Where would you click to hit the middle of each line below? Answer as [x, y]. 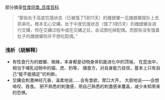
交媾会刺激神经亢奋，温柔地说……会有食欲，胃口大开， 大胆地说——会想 [85, 80]
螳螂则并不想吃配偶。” [56, 36]
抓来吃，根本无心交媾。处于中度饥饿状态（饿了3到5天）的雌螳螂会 [84, 24]
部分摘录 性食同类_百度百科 [32, 7]
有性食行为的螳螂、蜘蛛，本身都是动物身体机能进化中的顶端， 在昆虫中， [86, 62]
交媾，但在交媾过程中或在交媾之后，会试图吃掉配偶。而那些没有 [86, 30]
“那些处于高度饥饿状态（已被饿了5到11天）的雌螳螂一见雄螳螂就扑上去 [88, 18]
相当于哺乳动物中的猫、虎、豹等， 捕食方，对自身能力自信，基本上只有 [84, 68]
